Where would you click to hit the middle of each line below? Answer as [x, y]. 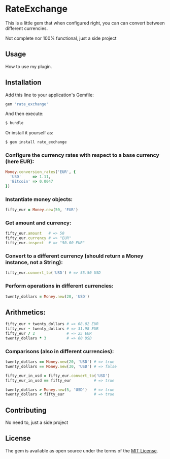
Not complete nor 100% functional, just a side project [61, 38]
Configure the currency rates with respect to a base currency [82, 155]
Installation [23, 83]
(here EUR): [20, 162]
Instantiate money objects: [39, 199]
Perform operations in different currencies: [59, 286]
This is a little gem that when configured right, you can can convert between [85, 23]
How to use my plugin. [29, 66]
